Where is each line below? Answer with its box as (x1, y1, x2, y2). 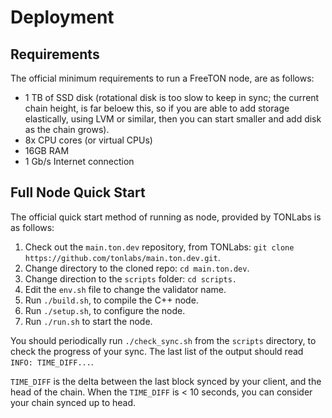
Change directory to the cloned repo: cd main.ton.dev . (24, 262, 250, 274)
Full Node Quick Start (10, 184, 146, 201)
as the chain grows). (24, 124, 110, 135)
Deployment (10, 6, 115, 29)
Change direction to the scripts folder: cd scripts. (24, 272, 237, 285)
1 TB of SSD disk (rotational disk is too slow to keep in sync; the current (24, 92, 320, 103)
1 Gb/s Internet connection (24, 156, 135, 167)
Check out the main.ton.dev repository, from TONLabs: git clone (24, 241, 295, 253)
